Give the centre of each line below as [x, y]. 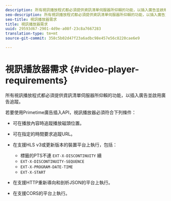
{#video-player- [104, 70]
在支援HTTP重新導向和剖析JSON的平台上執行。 [63, 182]
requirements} [36, 80]
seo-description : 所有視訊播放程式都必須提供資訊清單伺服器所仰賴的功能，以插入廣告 [85, 15]
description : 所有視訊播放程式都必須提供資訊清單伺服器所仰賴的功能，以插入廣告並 [83, 10]
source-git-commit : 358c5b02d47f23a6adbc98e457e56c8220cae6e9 [73, 39]
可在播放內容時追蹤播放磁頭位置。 [48, 123]
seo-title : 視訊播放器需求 [31, 19]
